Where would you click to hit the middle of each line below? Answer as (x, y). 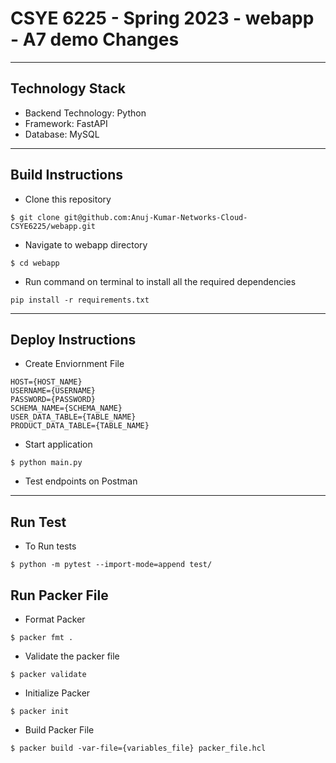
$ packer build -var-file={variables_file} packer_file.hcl (138, 748)
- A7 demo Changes (95, 39)
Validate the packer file (72, 656)
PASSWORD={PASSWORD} (53, 400)
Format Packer (55, 619)
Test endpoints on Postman (81, 481)
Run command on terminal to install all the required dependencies (160, 281)
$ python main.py (46, 463)
